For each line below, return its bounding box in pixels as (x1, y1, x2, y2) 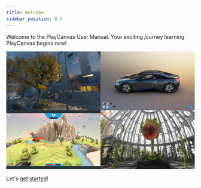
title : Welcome (6, 10, 44, 16)
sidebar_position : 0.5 (6, 16, 63, 22)
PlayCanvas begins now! (6, 39, 67, 47)
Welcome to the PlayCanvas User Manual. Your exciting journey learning (6, 33, 185, 40)
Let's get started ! (6, 175, 49, 182)
